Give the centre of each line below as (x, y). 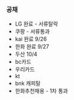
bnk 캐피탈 (28, 84)
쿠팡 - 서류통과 (32, 32)
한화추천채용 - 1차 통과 (41, 91)
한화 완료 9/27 (32, 47)
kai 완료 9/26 (31, 39)
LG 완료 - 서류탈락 (36, 24)
